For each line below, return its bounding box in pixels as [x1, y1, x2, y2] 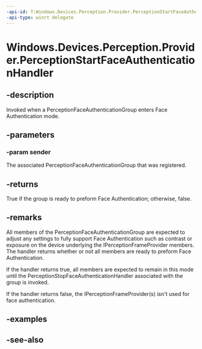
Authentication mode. [6, 112, 60, 119]
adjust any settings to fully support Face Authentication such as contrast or [6, 234, 192, 242]
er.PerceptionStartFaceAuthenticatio [6, 53, 195, 67]
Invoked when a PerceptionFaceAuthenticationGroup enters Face [6, 106, 168, 113]
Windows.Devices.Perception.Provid [6, 40, 195, 54]
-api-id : [6, 8, 28, 15]
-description [6, 90, 54, 100]
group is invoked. [6, 278, 49, 286]
